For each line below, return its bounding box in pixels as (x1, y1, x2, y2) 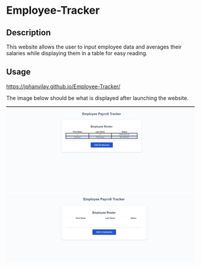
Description (6, 28, 51, 38)
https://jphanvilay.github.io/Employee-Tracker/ (6, 83, 121, 90)
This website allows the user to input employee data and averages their (6, 43, 182, 50)
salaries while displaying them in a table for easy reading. (6, 50, 148, 57)
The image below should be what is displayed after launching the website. (6, 94, 189, 102)
